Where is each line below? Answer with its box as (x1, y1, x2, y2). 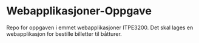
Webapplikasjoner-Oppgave (6, 4, 152, 18)
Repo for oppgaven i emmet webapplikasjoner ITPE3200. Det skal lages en (6, 24, 194, 31)
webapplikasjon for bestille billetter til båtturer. (6, 30, 123, 37)
